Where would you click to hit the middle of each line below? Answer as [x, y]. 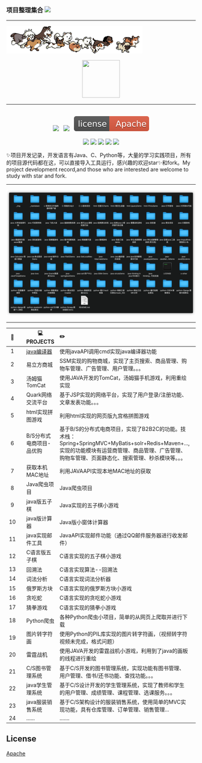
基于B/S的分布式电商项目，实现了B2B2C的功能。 [120, 428]
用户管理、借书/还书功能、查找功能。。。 [108, 675]
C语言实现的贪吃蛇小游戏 [90, 598]
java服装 [36, 702]
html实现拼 [39, 412]
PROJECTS [40, 342]
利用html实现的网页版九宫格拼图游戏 [104, 415]
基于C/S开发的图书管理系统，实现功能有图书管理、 [122, 668]
